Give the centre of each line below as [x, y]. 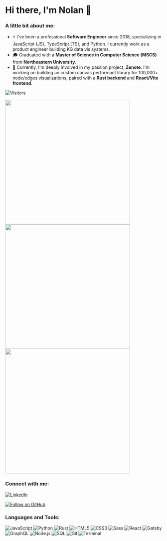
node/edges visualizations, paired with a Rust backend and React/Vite [85, 78]
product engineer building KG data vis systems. [61, 49]
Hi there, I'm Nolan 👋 [48, 10]
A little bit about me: [30, 26]
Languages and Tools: [32, 517]
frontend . [22, 83]
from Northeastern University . [44, 62]
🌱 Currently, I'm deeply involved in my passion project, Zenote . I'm [81, 67]
